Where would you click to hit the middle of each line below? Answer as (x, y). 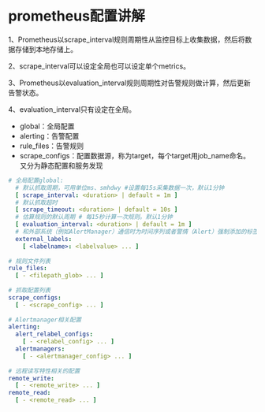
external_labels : (44, 239)
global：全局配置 (47, 126)
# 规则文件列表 (30, 261)
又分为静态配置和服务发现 (61, 165)
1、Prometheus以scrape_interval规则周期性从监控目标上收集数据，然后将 (127, 39)
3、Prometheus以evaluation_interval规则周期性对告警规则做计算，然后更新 (129, 83)
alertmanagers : (40, 349)
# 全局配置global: (36, 180)
